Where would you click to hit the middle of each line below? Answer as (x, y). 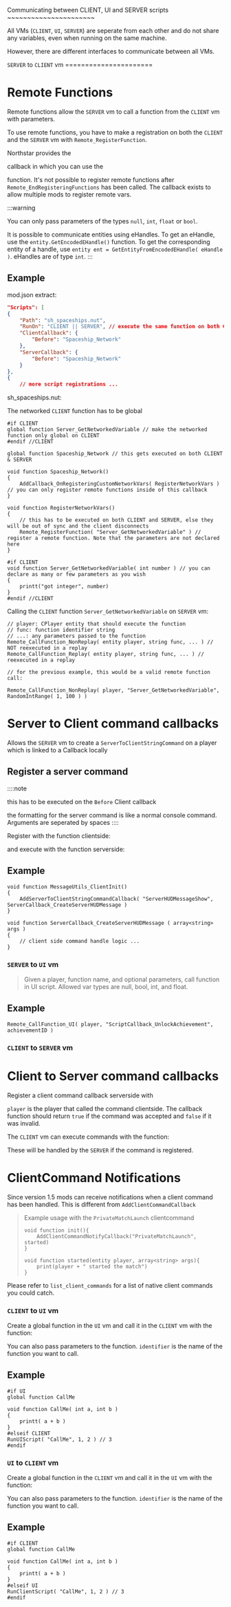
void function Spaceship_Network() (58, 472)
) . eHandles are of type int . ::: (50, 256)
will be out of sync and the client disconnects (78, 526)
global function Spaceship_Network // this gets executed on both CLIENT (115, 454)
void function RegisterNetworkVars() (61, 508)
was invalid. (24, 1123)
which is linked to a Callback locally (57, 750)
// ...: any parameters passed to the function (77, 636)
